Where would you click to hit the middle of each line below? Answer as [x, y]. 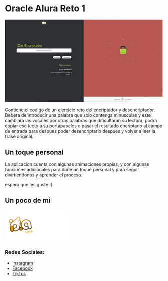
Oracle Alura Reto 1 [45, 9]
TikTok [19, 274]
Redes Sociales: [25, 252]
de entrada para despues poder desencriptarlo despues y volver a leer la [80, 131]
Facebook [23, 268]
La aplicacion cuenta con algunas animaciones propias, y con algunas [77, 164]
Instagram [23, 263]
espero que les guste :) [29, 185]
